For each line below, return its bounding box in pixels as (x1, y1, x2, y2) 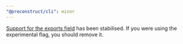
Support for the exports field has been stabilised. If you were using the (6, 25, 178, 32)
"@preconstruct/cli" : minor (6, 8, 75, 15)
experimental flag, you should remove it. (6, 31, 104, 38)
